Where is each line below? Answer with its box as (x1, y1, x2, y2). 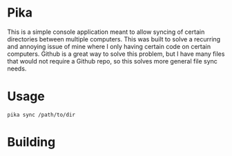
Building (7, 135, 56, 150)
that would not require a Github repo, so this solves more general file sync (7, 57, 217, 65)
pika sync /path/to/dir (7, 111, 76, 118)
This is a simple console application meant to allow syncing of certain (7, 28, 205, 36)
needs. (7, 64, 27, 72)
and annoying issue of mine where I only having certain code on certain (7, 42, 211, 50)
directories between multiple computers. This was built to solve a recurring (7, 35, 221, 43)
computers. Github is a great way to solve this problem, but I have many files (7, 50, 225, 58)
